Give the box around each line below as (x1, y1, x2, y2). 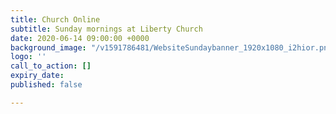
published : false (10, 80, 83, 90)
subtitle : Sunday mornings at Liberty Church (10, 24, 203, 34)
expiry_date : (10, 71, 65, 81)
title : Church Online (10, 14, 101, 25)
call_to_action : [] (10, 61, 92, 71)
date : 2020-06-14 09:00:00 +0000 (10, 33, 150, 43)
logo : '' (10, 52, 47, 62)
